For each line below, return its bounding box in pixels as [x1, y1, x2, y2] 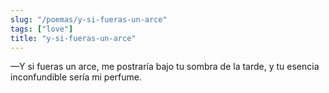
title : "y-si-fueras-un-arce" [10, 33, 137, 43]
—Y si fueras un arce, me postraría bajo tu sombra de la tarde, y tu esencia [10, 61, 320, 73]
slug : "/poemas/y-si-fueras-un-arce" [10, 14, 168, 25]
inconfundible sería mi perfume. [10, 71, 142, 83]
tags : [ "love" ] [10, 24, 74, 34]
